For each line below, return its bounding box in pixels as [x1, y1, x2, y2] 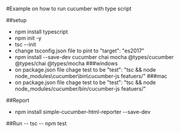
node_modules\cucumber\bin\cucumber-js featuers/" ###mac [14, 73, 168, 79]
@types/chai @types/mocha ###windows [14, 60, 118, 67]
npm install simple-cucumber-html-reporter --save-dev [14, 109, 151, 115]
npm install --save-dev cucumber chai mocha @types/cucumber [14, 54, 174, 60]
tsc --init [14, 41, 37, 48]
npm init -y [14, 35, 42, 41]
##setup [6, 17, 27, 23]
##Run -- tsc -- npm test [6, 120, 67, 127]
